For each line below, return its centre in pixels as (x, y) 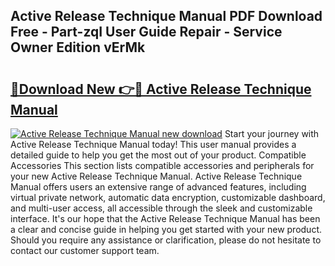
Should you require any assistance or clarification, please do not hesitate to (166, 240)
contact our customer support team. (85, 250)
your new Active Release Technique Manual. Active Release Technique (156, 176)
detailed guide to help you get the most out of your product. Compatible (158, 155)
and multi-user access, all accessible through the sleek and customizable (161, 208)
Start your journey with (272, 133)
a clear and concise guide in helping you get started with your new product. (166, 229)
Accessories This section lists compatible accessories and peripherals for (162, 165)
